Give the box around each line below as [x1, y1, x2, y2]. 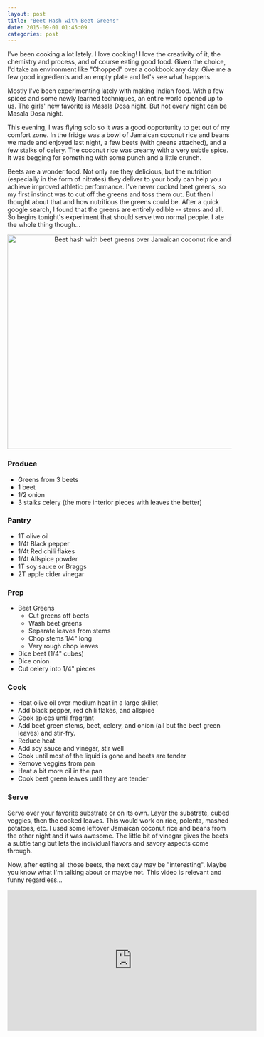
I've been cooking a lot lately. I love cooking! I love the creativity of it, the [7, 50, 221, 59]
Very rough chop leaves [28, 642, 99, 651]
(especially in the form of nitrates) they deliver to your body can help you [7, 175, 221, 184]
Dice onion [17, 657, 50, 666]
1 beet [17, 483, 36, 491]
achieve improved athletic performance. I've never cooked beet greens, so [7, 183, 226, 191]
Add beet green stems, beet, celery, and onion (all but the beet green [17, 721, 221, 730]
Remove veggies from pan [17, 759, 95, 768]
